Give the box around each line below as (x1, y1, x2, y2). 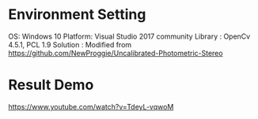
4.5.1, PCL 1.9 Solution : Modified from (8, 39, 132, 49)
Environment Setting (8, 6, 146, 24)
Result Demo (8, 76, 94, 94)
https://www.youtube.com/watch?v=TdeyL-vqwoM (8, 102, 174, 111)
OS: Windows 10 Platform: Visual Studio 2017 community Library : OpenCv (8, 32, 251, 41)
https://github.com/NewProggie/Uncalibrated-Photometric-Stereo (8, 48, 223, 58)
